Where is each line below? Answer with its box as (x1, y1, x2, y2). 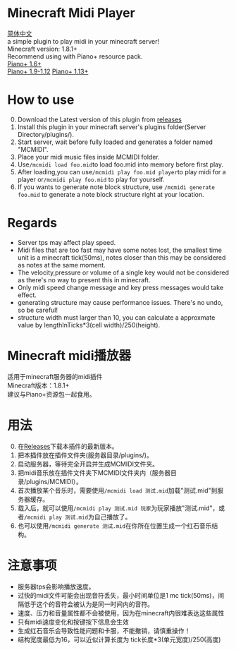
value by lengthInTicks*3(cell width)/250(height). (17, 320, 161, 329)
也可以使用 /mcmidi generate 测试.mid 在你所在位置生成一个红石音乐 (17, 521, 212, 530)
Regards (7, 215, 58, 231)
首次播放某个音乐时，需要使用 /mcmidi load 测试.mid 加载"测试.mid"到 (17, 486, 218, 495)
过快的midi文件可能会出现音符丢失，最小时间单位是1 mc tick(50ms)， (17, 591, 218, 599)
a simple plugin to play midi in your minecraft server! (7, 37, 160, 45)
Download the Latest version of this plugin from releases (17, 115, 182, 124)
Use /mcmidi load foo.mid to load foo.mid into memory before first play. (17, 160, 224, 169)
